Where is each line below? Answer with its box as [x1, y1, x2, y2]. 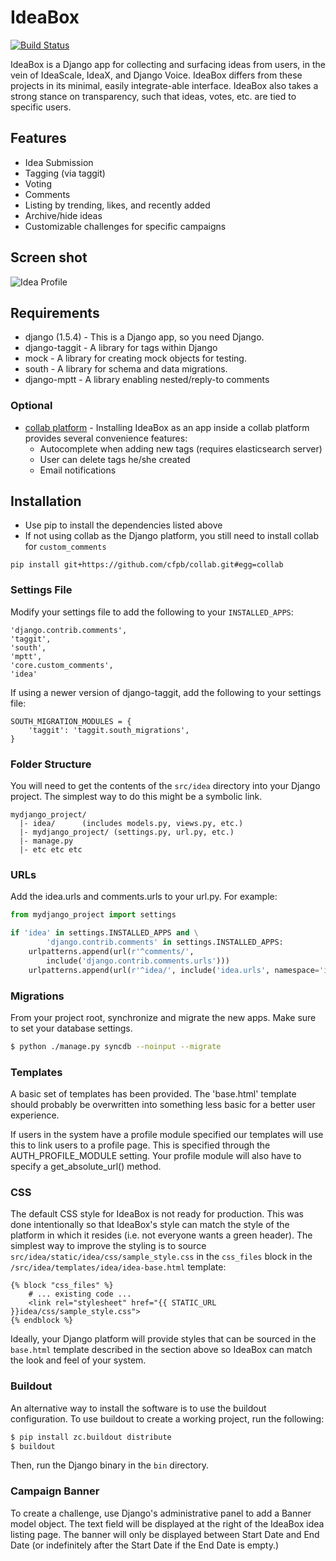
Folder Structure [10, 757, 92, 771]
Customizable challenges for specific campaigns [24, 220, 227, 232]
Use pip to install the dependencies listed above [24, 519, 223, 531]
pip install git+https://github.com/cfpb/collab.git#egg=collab [10, 560, 284, 570]
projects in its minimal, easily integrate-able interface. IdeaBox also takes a [10, 79, 319, 91]
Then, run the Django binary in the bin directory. [10, 1459, 210, 1471]
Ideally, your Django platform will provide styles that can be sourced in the [10, 1333, 317, 1345]
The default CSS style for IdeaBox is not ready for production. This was [10, 1208, 304, 1220]
